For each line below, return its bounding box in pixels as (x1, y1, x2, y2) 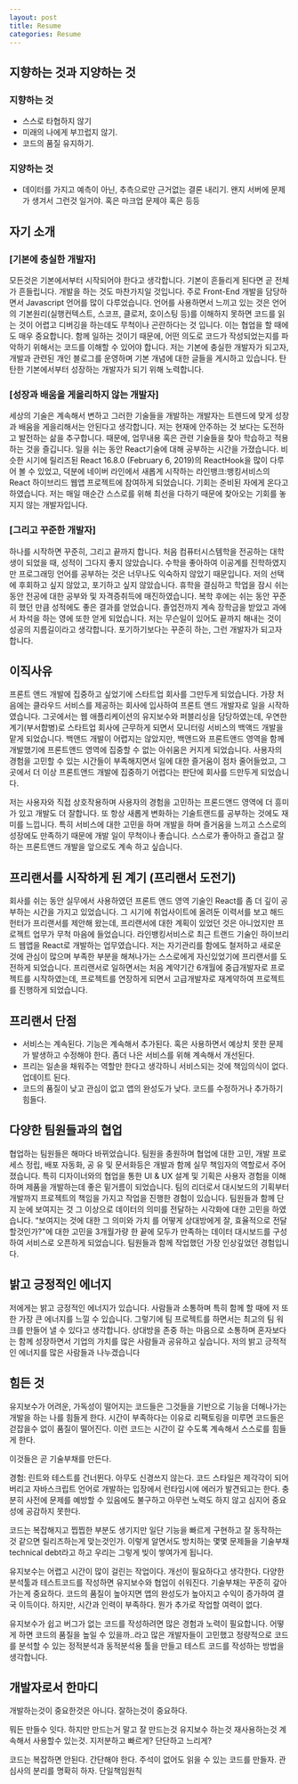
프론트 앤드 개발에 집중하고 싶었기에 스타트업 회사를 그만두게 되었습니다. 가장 (9, 689, 276, 700)
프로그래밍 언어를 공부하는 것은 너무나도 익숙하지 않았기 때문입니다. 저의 (18, 568, 269, 579)
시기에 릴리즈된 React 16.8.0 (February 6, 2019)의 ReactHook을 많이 (25, 455, 269, 466)
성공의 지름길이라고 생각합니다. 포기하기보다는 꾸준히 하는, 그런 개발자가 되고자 (9, 624, 283, 634)
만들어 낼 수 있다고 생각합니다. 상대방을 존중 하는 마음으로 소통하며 (25, 1324, 256, 1335)
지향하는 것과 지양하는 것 (9, 64, 136, 80)
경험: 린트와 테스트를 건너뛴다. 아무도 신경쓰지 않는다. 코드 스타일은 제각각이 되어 (9, 1472, 289, 1483)
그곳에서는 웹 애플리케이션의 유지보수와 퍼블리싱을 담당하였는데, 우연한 (42, 711, 287, 722)
